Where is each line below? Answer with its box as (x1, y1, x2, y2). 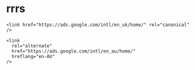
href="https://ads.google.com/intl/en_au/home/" (11, 48, 136, 54)
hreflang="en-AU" (11, 53, 55, 59)
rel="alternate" (11, 43, 52, 49)
